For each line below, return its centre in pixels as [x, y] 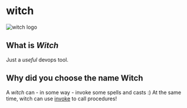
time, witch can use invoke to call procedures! [62, 99]
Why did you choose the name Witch [75, 78]
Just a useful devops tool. [37, 59]
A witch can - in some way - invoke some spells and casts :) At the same [94, 92]
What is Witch [32, 45]
